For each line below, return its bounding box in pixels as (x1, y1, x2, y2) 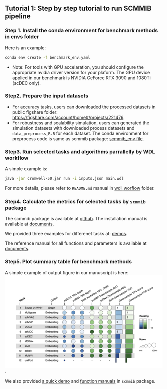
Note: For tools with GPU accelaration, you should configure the (12, 64, 144, 70)
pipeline (5, 12, 31, 21)
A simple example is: (5, 166, 48, 172)
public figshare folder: (12, 109, 58, 115)
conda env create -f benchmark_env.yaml (5, 55, 91, 60)
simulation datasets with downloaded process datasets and (12, 125, 135, 131)
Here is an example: (5, 45, 46, 51)
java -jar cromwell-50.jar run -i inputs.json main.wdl (5, 176, 124, 181)
